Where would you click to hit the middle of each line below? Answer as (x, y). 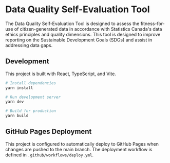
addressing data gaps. (29, 45)
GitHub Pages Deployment (49, 132)
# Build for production (31, 111)
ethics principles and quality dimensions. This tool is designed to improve (83, 34)
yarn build (17, 116)
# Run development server (33, 97)
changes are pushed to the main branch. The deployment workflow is (79, 149)
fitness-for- (153, 24)
